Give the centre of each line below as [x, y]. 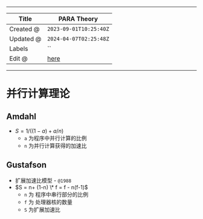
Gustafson [27, 165]
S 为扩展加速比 [42, 209]
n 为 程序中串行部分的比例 [56, 194]
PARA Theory [78, 19]
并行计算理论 [38, 94]
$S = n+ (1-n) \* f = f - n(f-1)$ [52, 187]
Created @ [24, 29]
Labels [19, 49]
